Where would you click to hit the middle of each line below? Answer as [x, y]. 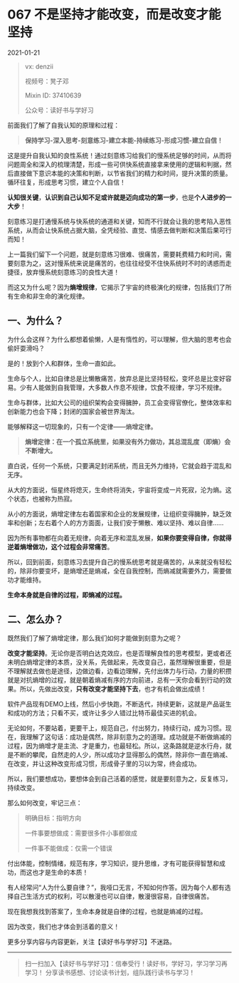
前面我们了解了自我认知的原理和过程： [63, 125]
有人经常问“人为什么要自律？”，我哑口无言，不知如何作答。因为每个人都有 [116, 887]
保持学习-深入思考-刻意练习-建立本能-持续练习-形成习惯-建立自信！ [124, 140]
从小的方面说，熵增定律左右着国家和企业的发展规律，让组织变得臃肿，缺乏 [116, 514]
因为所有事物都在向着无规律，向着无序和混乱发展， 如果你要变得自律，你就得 [119, 538]
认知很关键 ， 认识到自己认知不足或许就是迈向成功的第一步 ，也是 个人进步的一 [119, 197]
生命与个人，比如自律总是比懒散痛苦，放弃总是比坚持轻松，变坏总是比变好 [116, 378]
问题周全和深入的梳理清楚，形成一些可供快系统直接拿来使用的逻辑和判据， [116, 164]
